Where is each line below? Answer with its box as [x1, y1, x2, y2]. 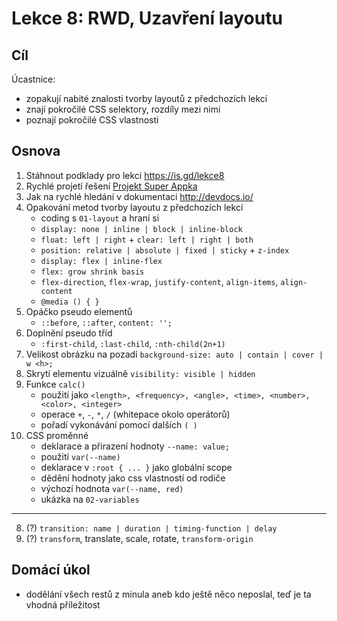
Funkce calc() [25, 378, 86, 390]
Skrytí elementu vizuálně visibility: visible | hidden [25, 367, 256, 379]
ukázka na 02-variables [40, 493, 140, 505]
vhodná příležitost [25, 598, 101, 611]
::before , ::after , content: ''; [40, 316, 173, 328]
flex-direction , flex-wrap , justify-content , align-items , [40, 275, 279, 287]
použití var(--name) [40, 450, 121, 462]
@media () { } [40, 297, 100, 307]
